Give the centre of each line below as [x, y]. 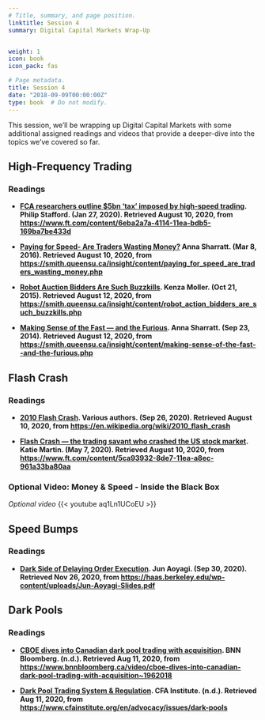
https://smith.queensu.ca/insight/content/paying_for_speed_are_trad [137, 264]
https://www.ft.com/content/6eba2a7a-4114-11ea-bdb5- [115, 223]
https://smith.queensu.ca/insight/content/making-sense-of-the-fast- [138, 345]
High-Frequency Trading [70, 166]
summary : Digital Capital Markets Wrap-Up [79, 30]
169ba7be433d [45, 232]
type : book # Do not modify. [58, 102]
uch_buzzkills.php [51, 312]
